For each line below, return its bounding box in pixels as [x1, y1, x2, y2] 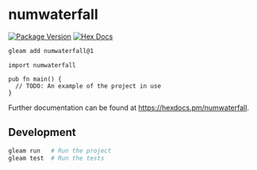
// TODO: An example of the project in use [15, 81, 161, 90]
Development [8, 126, 77, 139]
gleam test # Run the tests [8, 154, 105, 162]
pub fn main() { [8, 75, 62, 83]
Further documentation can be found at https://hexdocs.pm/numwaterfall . [8, 103, 250, 112]
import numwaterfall [8, 61, 77, 69]
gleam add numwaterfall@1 [8, 47, 94, 55]
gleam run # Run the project [8, 146, 112, 155]
